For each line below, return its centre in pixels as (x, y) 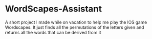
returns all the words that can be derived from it (53, 32)
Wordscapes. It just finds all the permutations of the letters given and (75, 27)
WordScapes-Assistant (54, 9)
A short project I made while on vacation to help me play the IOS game (76, 22)
